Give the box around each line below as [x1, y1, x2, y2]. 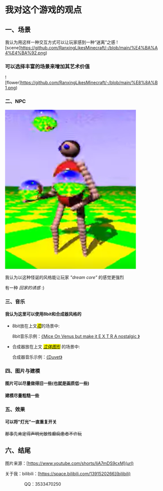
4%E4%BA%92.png [5, 50, 46, 56]
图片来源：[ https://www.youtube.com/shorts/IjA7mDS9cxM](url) [5, 460, 134, 466]
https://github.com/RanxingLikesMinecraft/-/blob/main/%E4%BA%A [20, 45, 158, 50]
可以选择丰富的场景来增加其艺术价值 [5, 63, 90, 70]
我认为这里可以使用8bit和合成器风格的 [5, 311, 82, 317]
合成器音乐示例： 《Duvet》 [12, 354, 62, 360]
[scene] [5, 45, 21, 50]
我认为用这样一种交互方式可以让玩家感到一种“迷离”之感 [5, 40, 116, 45]
